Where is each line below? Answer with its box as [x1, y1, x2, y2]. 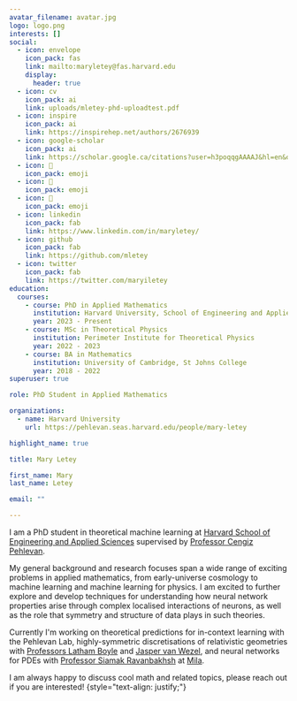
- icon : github [17, 235, 73, 244]
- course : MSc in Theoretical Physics [25, 325, 168, 334]
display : [25, 71, 57, 80]
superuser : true [9, 375, 69, 384]
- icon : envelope [17, 46, 81, 55]
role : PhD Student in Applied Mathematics [9, 391, 168, 400]
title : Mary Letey [9, 454, 77, 464]
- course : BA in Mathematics [25, 350, 133, 359]
